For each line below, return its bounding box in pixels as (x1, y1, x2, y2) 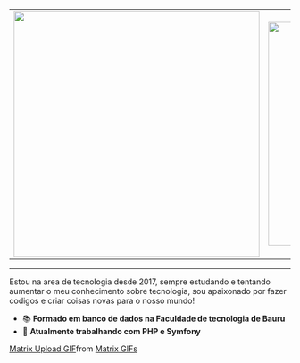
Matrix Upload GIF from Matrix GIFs (9, 343, 138, 354)
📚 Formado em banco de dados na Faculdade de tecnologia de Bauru (21, 313, 286, 324)
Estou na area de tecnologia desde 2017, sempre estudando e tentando (9, 276, 271, 287)
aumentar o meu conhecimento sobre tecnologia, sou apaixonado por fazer (9, 286, 287, 296)
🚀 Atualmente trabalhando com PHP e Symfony (21, 326, 201, 336)
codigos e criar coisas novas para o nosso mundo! (9, 295, 195, 306)
